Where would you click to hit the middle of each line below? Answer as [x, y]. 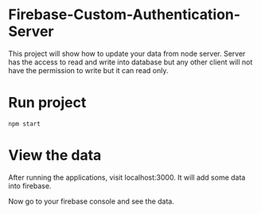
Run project [47, 103]
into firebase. [30, 185]
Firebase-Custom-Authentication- [125, 15]
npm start [25, 124]
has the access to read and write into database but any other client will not [130, 62]
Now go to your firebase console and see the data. [92, 201]
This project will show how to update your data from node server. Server [127, 53]
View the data [55, 156]
